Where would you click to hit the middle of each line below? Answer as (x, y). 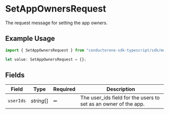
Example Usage (30, 39)
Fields (15, 75)
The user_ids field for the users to (120, 98)
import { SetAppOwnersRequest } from (45, 50)
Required (64, 89)
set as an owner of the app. (112, 104)
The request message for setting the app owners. (57, 23)
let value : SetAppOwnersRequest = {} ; (46, 59)
